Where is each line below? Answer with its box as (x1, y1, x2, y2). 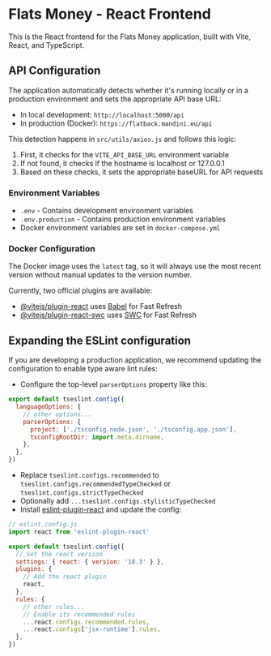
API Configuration (8, 64, 101, 78)
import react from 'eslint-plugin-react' (8, 528, 150, 536)
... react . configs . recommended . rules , (23, 618, 150, 626)
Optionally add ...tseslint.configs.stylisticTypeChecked (19, 496, 216, 506)
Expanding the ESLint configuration (8, 333, 192, 347)
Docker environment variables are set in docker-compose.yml (19, 223, 221, 233)
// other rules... (23, 602, 85, 611)
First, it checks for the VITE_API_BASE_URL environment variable (19, 149, 229, 159)
